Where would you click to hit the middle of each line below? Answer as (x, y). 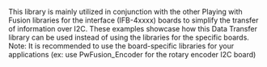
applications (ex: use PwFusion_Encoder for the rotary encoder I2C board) (132, 54)
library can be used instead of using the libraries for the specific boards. (129, 37)
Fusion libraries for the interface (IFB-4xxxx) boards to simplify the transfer (133, 20)
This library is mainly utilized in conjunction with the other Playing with (125, 12)
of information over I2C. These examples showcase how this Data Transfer (133, 29)
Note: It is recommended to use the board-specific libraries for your (121, 46)
